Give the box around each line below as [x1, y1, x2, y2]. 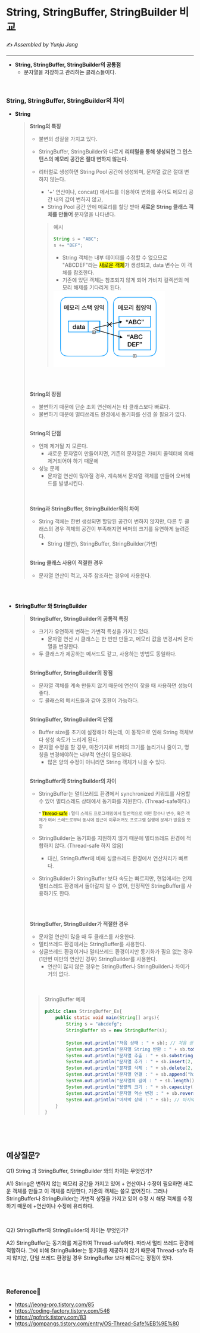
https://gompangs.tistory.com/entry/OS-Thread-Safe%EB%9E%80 [14, 1320, 180, 1327]
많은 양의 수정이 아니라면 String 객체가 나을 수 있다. [47, 759, 167, 766]
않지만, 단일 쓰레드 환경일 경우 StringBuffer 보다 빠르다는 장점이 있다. [12, 1254, 174, 1261]
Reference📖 [6, 1288, 41, 1296]
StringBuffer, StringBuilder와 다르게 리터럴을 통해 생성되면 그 [38, 148, 182, 155]
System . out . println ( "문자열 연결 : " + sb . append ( [65, 1072, 188, 1078]
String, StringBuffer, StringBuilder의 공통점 [14, 61, 121, 68]
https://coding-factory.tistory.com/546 [14, 1307, 110, 1314]
